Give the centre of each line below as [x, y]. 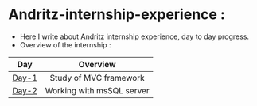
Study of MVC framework [97, 78]
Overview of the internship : [65, 44]
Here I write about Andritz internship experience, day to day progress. [134, 36]
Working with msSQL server [97, 90]
